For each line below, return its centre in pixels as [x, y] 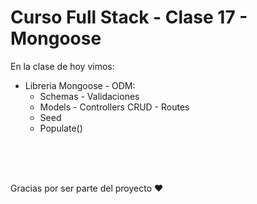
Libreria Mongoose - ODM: [80, 85]
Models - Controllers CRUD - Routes [114, 107]
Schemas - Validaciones [89, 96]
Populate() [61, 128]
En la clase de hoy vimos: [62, 66]
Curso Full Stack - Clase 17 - [129, 17]
